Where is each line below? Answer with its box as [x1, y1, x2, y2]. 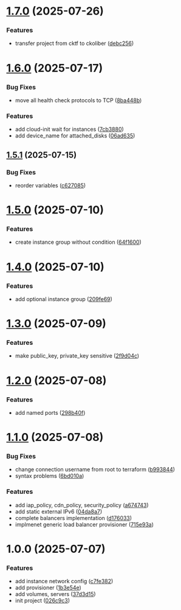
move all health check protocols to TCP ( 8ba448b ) [15, 96, 142, 104]
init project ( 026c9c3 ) [15, 597, 70, 605]
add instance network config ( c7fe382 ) [15, 578, 114, 585]
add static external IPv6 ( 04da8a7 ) [15, 508, 103, 515]
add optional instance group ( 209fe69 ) [15, 295, 112, 302]
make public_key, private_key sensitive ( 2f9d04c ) [15, 352, 140, 359]
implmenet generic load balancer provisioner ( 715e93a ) [15, 521, 154, 528]
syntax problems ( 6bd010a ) [15, 473, 84, 480]
